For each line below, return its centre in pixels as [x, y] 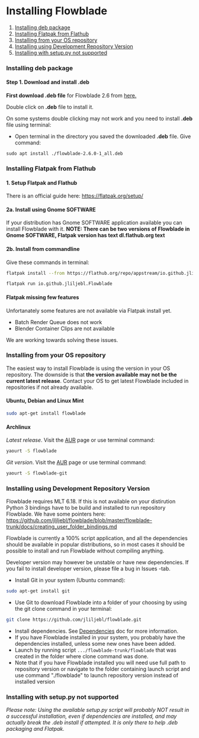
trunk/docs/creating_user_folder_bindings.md [62, 527]
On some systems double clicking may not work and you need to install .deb [99, 119]
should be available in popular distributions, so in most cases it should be [96, 545]
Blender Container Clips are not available [65, 328]
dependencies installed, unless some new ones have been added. [95, 643]
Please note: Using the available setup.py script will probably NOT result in [98, 710]
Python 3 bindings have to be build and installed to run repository [86, 508]
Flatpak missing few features [43, 297]
